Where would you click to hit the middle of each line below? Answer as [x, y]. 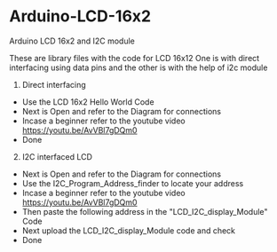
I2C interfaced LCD [57, 156]
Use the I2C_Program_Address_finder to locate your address [133, 183]
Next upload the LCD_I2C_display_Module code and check [129, 230]
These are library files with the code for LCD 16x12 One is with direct [135, 58]
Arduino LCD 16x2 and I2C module [72, 41]
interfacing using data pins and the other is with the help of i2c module [138, 67]
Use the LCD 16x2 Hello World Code [88, 102]
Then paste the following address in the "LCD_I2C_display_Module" [145, 211]
